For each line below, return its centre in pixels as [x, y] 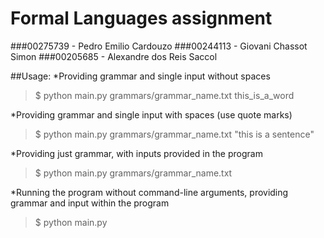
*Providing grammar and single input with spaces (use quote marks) [151, 114]
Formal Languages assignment [141, 18]
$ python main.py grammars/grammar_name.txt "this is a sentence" [174, 134]
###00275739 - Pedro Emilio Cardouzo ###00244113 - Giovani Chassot [159, 46]
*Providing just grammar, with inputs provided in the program [136, 153]
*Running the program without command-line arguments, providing [149, 192]
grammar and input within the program [90, 203]
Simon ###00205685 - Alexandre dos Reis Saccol [114, 56]
